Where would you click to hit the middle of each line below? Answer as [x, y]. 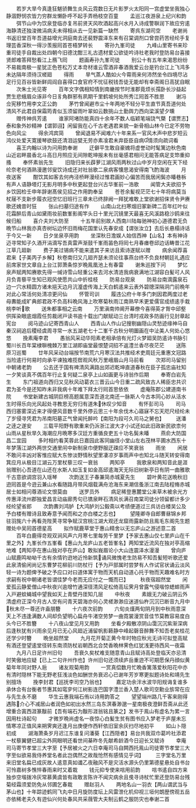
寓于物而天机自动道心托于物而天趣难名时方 [139, 572]
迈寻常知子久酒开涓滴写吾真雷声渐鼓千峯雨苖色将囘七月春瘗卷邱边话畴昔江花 [98, 243]
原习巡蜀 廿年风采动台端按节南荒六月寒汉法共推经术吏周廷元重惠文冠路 [96, 352]
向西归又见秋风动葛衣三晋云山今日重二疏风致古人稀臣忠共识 [115, 382]
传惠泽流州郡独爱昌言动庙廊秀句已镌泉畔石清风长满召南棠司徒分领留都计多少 [98, 499]
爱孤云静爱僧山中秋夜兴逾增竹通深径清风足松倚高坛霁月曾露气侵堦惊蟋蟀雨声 [98, 587]
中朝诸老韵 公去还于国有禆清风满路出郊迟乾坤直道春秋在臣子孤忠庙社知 [96, 367]
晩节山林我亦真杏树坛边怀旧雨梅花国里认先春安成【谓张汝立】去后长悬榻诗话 [98, 228]
